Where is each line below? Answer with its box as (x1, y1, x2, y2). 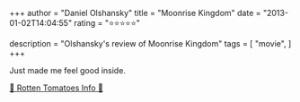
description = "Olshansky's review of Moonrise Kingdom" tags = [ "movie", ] (9, 38, 292, 48)
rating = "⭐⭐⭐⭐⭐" (74, 18, 141, 28)
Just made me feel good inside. (9, 65, 126, 75)
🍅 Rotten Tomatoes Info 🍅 (9, 82, 103, 93)
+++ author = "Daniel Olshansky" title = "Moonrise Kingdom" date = (9, 8, 262, 18)
